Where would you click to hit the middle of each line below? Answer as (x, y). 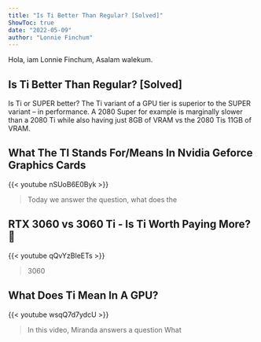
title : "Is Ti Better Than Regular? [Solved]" (86, 15)
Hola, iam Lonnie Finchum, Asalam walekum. (81, 60)
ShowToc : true (31, 23)
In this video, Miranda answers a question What (105, 329)
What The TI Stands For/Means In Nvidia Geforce (130, 153)
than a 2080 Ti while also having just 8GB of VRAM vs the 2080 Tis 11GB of (130, 120)
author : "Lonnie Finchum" (50, 37)
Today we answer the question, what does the (102, 199)
